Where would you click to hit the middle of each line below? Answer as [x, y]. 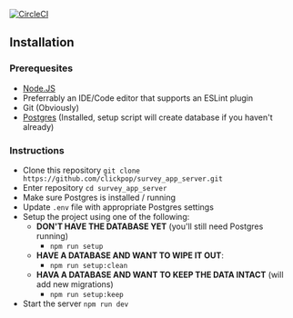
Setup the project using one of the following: [106, 216]
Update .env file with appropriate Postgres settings [118, 207]
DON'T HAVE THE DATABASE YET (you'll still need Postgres [150, 226]
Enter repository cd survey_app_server [95, 187]
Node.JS [39, 88]
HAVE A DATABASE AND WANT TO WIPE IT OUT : [130, 255]
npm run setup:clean [89, 265]
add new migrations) [75, 284]
